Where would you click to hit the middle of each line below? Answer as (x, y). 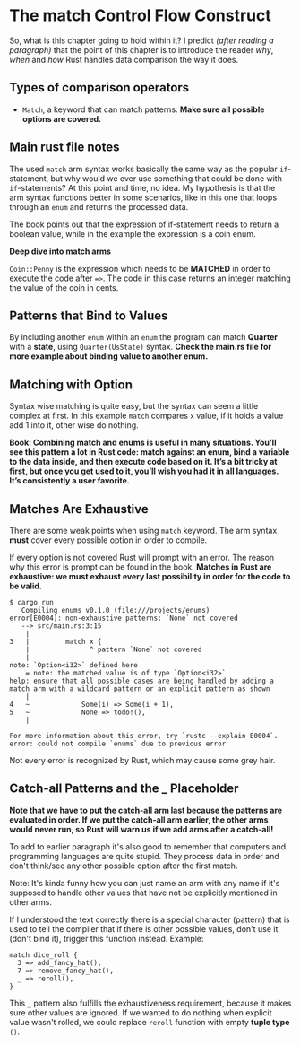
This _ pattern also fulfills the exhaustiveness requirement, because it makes (150, 1003)
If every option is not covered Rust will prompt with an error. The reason (142, 557)
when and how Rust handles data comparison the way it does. (124, 59)
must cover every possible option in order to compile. (108, 540)
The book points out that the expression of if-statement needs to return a (144, 224)
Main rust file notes (64, 148)
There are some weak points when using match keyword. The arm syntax (143, 531)
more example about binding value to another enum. (109, 356)
